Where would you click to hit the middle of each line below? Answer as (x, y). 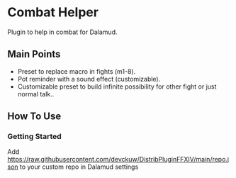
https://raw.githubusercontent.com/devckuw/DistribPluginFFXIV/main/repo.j (118, 160)
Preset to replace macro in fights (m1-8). (77, 71)
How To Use (34, 117)
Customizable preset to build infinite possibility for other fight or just (117, 87)
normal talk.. (36, 94)
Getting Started (34, 137)
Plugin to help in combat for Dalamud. (62, 32)
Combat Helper (53, 12)
